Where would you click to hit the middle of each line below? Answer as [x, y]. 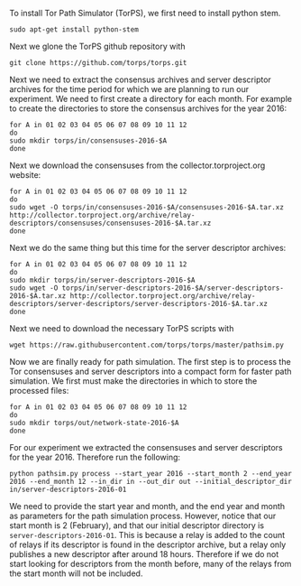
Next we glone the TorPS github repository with [97, 46]
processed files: [39, 391]
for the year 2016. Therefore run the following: [95, 457]
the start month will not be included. [76, 573]
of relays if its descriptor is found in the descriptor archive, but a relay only [148, 544]
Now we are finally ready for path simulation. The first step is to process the [150, 362]
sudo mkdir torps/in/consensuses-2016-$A [88, 141]
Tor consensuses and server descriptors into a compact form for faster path [150, 371]
